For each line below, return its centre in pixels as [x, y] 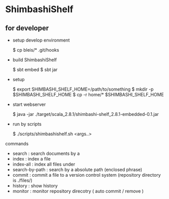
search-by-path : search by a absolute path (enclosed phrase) [77, 170]
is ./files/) [23, 180]
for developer [27, 28]
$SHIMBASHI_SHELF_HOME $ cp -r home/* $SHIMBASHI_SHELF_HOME [88, 94]
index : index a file [32, 159]
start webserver [29, 104]
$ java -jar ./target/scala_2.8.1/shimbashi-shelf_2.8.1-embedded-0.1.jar [86, 114]
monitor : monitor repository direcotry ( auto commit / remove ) [78, 191]
